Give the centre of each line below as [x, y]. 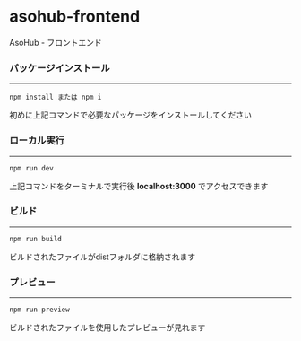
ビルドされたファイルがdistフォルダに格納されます [102, 257]
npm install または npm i [56, 97]
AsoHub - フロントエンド [56, 42]
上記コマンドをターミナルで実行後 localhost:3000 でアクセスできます [139, 186]
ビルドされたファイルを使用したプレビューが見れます [107, 328]
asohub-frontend [75, 17]
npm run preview [39, 310]
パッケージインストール [60, 67]
